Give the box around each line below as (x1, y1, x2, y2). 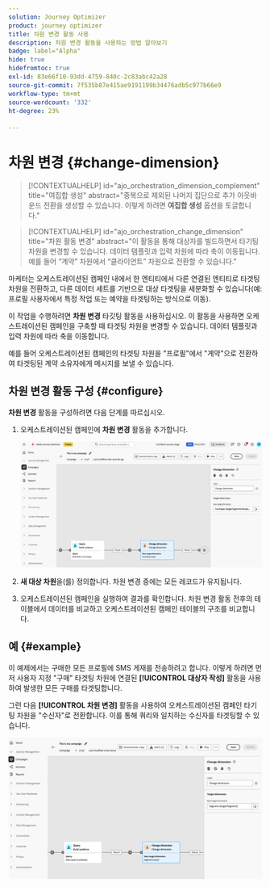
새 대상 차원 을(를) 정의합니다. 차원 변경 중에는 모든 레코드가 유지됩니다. (19, 576, 242, 586)
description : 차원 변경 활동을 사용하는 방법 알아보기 (8, 39, 168, 47)
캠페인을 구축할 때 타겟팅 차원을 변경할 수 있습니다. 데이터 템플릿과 (49, 322, 258, 331)
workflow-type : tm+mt (8, 90, 81, 98)
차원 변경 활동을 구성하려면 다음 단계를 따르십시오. (8, 407, 165, 417)
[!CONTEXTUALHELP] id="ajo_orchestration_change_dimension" (27, 227, 244, 237)
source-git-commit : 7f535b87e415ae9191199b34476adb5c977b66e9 (8, 81, 222, 89)
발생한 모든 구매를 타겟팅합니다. (23, 683, 123, 692)
